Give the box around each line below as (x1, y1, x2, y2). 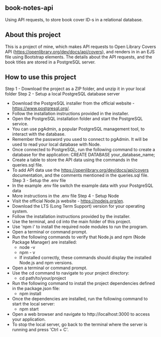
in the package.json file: (12, 286, 60, 291)
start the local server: (12, 301, 55, 307)
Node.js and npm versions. (19, 260, 73, 266)
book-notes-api (5, 4, 53, 12)
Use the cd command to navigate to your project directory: (12, 270, 129, 276)
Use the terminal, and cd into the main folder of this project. (12, 219, 131, 225)
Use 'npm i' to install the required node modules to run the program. (12, 224, 148, 230)
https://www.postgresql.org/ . (12, 106, 70, 111)
